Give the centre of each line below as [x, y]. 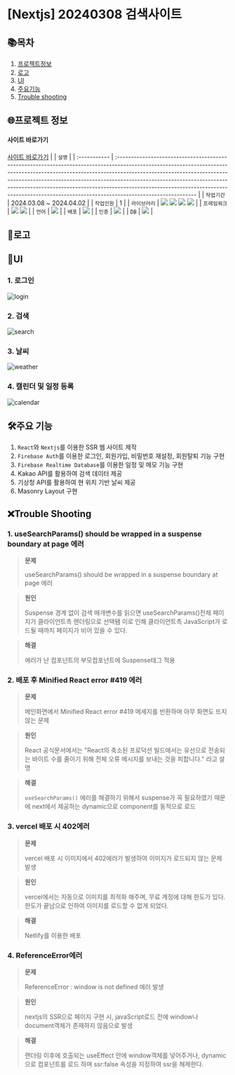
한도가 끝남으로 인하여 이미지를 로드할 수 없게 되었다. [96, 905]
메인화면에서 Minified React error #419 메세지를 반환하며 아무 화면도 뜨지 [126, 712]
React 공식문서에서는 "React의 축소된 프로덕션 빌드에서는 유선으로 [115, 750]
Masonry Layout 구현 [47, 491]
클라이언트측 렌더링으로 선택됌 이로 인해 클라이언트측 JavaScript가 [129, 622]
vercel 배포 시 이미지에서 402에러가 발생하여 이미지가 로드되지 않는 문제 [123, 858]
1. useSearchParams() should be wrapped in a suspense [105, 533]
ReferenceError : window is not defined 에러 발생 [94, 986]
